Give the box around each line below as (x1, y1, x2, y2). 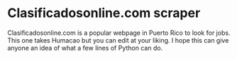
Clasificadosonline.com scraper (7, 5, 201, 21)
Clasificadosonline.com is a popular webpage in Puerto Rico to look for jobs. (7, 28, 231, 37)
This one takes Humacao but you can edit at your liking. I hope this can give (7, 36, 229, 44)
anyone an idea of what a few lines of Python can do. (7, 43, 163, 52)
